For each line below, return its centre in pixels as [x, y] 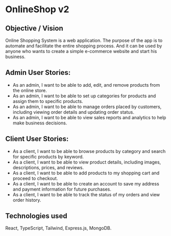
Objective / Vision [34, 28]
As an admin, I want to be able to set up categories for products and [84, 96]
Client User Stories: [37, 139]
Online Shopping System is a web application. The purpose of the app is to [84, 40]
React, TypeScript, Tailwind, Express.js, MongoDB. [58, 228]
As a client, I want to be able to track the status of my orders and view [86, 194]
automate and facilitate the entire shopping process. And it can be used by [84, 46]
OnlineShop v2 [37, 9]
